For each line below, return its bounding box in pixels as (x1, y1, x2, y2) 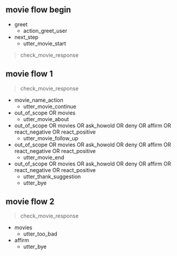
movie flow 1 (5, 69, 53, 79)
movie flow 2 (5, 197, 55, 207)
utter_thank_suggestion (23, 173, 81, 180)
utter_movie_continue (23, 103, 77, 110)
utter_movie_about (23, 115, 69, 122)
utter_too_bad (23, 230, 57, 237)
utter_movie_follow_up (23, 134, 79, 141)
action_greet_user (23, 27, 68, 34)
